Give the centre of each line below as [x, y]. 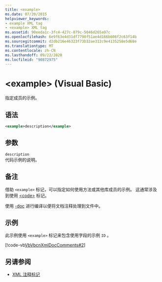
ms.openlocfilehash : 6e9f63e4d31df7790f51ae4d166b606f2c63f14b [71, 37]
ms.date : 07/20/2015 [26, 14]
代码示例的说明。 [22, 160]
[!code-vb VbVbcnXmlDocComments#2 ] [45, 245]
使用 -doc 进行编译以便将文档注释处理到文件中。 [54, 206]
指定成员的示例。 [22, 98]
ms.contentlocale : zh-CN [30, 50]
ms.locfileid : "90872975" [31, 60]
